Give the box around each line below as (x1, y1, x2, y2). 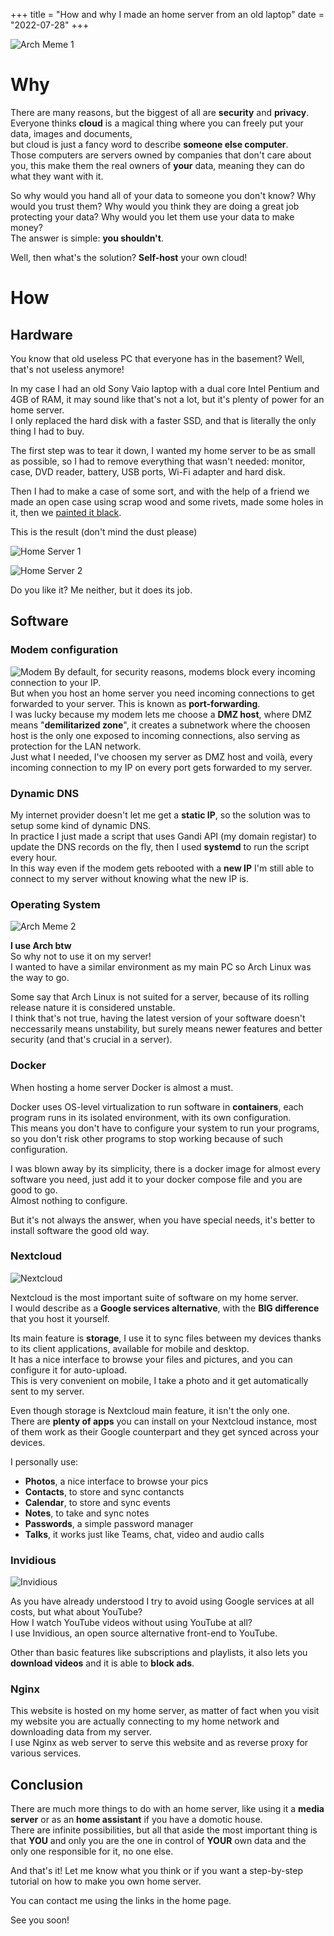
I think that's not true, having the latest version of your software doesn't (10, 1012, 306, 1024)
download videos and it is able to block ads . (10, 1657, 195, 1669)
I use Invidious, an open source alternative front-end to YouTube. (10, 1627, 278, 1639)
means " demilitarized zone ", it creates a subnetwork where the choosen (10, 719, 311, 731)
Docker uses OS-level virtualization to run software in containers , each (10, 1100, 304, 1113)
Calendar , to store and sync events (24, 1496, 171, 1508)
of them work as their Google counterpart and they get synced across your (10, 1425, 320, 1438)
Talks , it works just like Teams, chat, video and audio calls (24, 1528, 265, 1540)
